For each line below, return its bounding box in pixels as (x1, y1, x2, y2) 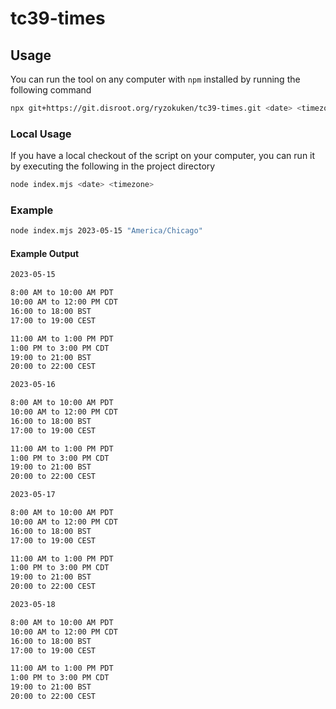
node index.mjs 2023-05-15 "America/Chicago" (10, 226, 203, 236)
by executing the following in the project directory (10, 160, 216, 172)
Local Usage (10, 127, 72, 141)
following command (10, 84, 92, 96)
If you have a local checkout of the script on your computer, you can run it (10, 150, 316, 162)
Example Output (10, 247, 80, 259)
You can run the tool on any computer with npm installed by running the (10, 73, 301, 85)
